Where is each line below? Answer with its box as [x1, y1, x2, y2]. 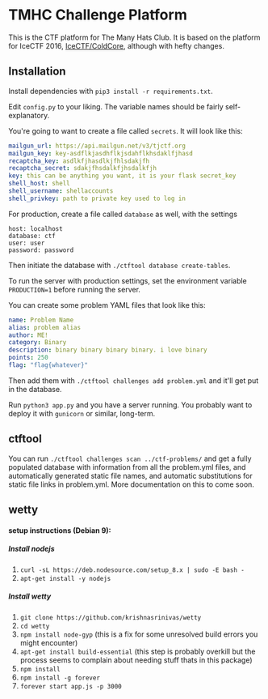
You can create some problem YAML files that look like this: [8, 300, 206, 309]
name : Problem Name [8, 316, 74, 324]
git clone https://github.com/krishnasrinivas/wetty [19, 613, 202, 621]
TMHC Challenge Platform [8, 6, 187, 24]
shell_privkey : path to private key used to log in [8, 194, 186, 202]
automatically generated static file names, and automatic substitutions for [8, 471, 253, 480]
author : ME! [8, 330, 48, 339]
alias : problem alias [8, 323, 82, 331]
